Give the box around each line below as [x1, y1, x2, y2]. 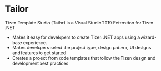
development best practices [12, 60, 69, 66]
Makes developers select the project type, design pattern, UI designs [12, 45, 151, 50]
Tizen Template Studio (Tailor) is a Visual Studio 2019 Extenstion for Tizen [5, 20, 154, 25]
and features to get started [12, 50, 66, 56]
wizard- [141, 34, 157, 40]
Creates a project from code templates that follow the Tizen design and [12, 55, 156, 61]
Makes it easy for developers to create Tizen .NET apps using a [12, 34, 140, 40]
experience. [23, 39, 47, 45]
